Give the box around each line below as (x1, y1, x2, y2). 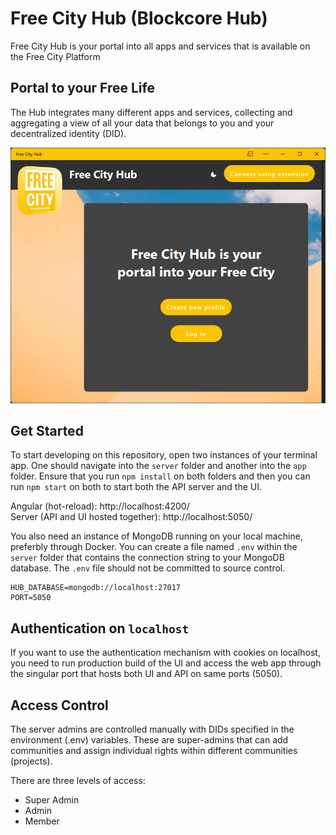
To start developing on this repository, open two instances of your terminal (10, 449, 318, 461)
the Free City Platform (10, 50, 101, 62)
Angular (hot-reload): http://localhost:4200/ (10, 500, 190, 512)
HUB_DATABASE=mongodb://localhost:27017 (10, 583, 182, 593)
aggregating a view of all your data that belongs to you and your (10, 117, 275, 129)
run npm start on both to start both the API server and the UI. (10, 481, 263, 493)
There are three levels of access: (10, 775, 146, 787)
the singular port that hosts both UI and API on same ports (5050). (10, 668, 283, 680)
